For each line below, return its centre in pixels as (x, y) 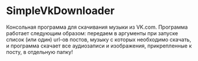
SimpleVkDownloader (60, 11)
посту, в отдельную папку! (40, 52)
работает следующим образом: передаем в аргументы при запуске (92, 33)
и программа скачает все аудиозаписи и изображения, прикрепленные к (99, 46)
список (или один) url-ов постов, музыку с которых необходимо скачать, (99, 39)
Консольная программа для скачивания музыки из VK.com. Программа (97, 27)
